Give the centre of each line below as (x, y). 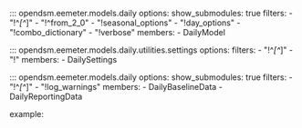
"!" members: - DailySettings (63, 59)
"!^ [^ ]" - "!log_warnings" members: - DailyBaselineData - (116, 87)
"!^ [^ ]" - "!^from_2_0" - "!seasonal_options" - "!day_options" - (125, 23)
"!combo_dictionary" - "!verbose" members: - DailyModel (118, 32)
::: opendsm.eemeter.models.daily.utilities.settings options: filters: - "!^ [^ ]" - (151, 50)
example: (26, 114)
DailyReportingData (46, 96)
